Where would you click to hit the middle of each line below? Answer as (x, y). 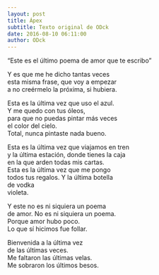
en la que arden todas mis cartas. (56, 162)
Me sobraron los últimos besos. (53, 265)
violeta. (18, 193)
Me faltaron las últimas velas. (50, 258)
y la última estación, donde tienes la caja (66, 155)
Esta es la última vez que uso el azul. (61, 103)
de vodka (21, 185)
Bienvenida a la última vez (45, 243)
